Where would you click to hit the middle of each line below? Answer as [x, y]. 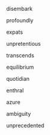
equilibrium [20, 67]
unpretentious [23, 44]
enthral [15, 90]
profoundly [20, 20]
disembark [20, 9]
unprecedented [25, 125]
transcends [20, 55]
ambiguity [19, 114]
